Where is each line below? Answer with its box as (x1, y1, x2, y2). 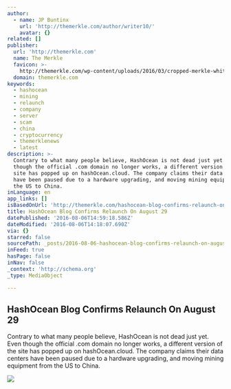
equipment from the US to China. (7, 362, 101, 370)
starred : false (7, 234, 51, 241)
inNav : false (7, 259, 45, 266)
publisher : (7, 42, 38, 49)
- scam (13, 118, 32, 126)
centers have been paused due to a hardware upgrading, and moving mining (7, 355, 224, 363)
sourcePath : (7, 240, 41, 247)
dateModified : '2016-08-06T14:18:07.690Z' (7, 221, 131, 227)
